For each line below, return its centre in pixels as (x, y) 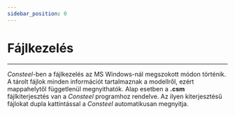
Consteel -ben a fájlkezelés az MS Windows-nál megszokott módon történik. (117, 74)
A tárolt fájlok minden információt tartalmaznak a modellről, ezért (101, 82)
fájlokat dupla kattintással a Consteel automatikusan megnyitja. (98, 103)
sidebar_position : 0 (37, 14)
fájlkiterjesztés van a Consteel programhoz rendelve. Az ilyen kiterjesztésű (115, 96)
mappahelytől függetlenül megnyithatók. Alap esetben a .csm (96, 89)
